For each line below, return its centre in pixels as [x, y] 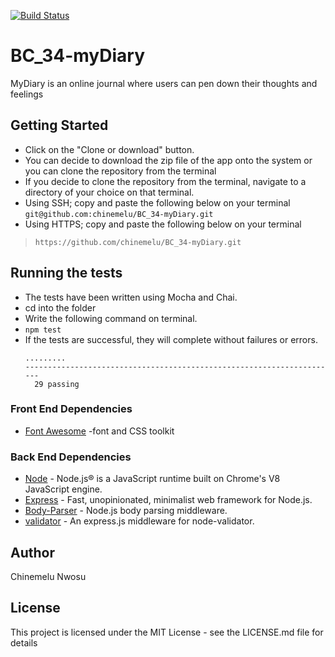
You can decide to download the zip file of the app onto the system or [168, 160]
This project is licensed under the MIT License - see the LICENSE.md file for [167, 632]
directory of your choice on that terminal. [109, 192]
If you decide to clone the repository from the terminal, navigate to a [165, 181]
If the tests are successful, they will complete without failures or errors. [171, 339]
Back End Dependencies [71, 457]
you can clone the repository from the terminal [120, 171]
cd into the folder [60, 307]
